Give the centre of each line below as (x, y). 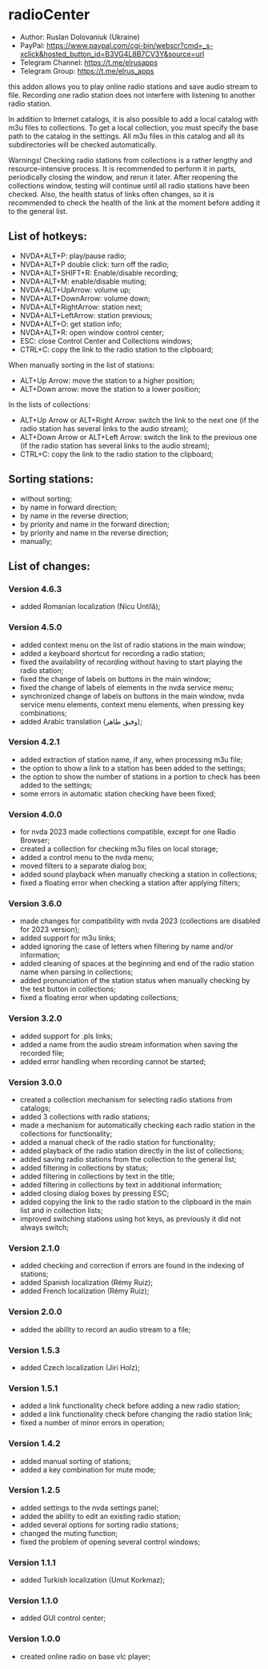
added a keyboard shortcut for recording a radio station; (112, 653)
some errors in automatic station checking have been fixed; (118, 793)
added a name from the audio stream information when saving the (129, 1044)
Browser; (35, 841)
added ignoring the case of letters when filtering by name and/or (126, 946)
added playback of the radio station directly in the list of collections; (132, 1151)
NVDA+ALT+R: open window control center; (92, 332)
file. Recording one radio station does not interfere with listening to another (132, 95)
